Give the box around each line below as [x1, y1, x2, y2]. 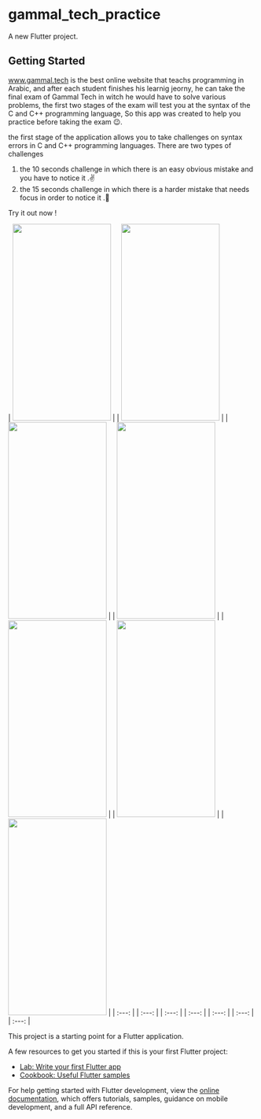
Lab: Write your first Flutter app [19, 1062, 122, 1071]
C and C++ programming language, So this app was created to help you [8, 109, 241, 118]
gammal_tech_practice [8, 6, 161, 24]
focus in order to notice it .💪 [19, 193, 110, 202]
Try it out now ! [8, 208, 57, 217]
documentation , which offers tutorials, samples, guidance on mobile [8, 1094, 228, 1103]
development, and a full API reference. [8, 1102, 133, 1111]
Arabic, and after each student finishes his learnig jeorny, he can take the [8, 83, 245, 93]
